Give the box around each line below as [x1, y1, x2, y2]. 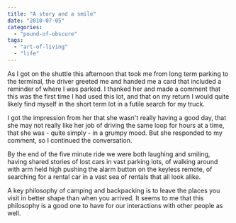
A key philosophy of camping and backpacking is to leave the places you [7, 186, 220, 195]
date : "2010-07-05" [7, 17, 65, 24]
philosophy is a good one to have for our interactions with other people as [7, 201, 223, 210]
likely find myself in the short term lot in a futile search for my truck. [7, 99, 206, 108]
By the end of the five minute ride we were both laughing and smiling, [7, 150, 210, 158]
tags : [7, 37, 23, 44]
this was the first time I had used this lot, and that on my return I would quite [7, 92, 230, 100]
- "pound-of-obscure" [13, 30, 78, 38]
